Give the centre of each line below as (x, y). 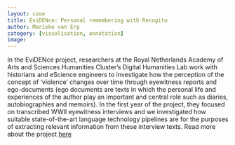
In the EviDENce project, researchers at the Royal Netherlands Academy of (115, 60)
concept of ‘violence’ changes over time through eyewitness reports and (112, 82)
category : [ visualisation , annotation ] (66, 33)
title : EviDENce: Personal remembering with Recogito (88, 20)
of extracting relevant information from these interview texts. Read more (112, 127)
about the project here (40, 134)
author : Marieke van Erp (43, 27)
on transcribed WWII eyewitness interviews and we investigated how (107, 112)
